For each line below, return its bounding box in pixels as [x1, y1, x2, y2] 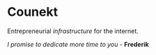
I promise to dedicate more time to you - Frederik [7, 40, 150, 48]
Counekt [7, 4, 58, 20]
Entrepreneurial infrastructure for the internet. [7, 27, 139, 35]
